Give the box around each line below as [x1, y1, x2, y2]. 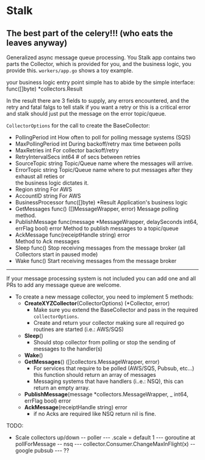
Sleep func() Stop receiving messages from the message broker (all [15, 244, 186, 251]
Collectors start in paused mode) [15, 251, 98, 258]
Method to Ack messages [15, 238, 80, 245]
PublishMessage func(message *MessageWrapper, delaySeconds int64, [15, 218, 198, 225]
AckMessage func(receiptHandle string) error [15, 231, 130, 239]
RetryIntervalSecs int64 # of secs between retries [15, 154, 140, 160]
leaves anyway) [6, 37, 68, 48]
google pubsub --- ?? [15, 447, 70, 454]
